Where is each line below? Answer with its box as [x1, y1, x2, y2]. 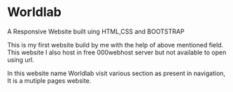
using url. [7, 55, 35, 63]
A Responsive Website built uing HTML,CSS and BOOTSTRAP [7, 27, 185, 36]
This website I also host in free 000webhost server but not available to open [7, 48, 227, 56]
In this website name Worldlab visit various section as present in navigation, [7, 69, 226, 77]
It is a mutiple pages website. [7, 76, 92, 84]
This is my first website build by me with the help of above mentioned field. [7, 40, 224, 49]
